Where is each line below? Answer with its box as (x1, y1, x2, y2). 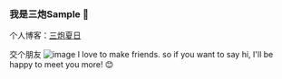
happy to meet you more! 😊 (9, 59, 114, 70)
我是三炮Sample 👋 (9, 7, 89, 20)
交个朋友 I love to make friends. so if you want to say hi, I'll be (9, 49, 274, 60)
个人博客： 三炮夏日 (9, 30, 82, 41)
